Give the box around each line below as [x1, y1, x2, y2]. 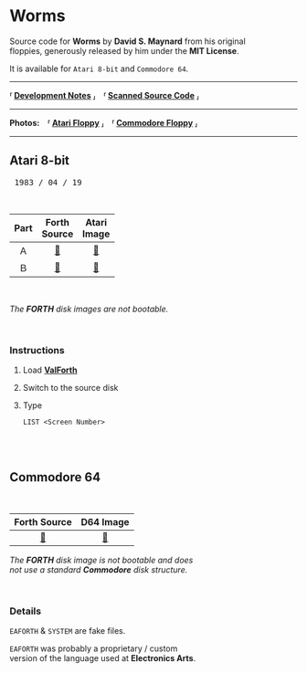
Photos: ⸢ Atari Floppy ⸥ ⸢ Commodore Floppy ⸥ [9, 117, 198, 128]
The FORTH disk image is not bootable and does [9, 554, 194, 565]
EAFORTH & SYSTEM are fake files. [9, 626, 126, 636]
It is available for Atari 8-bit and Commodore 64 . [9, 63, 189, 74]
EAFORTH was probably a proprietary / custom [9, 643, 178, 654]
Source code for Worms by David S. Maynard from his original [9, 36, 247, 47]
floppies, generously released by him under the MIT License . [9, 45, 239, 56]
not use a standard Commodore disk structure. [9, 563, 188, 575]
